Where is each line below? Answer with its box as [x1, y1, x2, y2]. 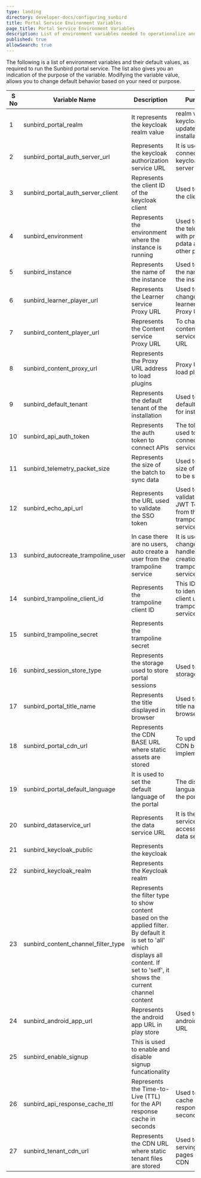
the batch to [131, 468, 166, 476]
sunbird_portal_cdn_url [23, 741, 88, 750]
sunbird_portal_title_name [23, 702, 96, 710]
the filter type [131, 891, 169, 899]
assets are [131, 753, 160, 761]
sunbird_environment [23, 231, 83, 240]
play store [131, 1028, 160, 1036]
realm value [131, 128, 165, 136]
